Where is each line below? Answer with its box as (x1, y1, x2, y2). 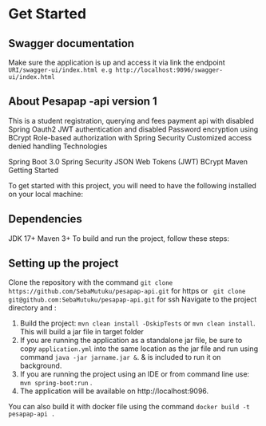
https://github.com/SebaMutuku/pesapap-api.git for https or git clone (8, 286, 246, 296)
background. (19, 361, 62, 371)
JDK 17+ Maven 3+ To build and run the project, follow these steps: (8, 233, 230, 243)
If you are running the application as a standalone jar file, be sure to (19, 336, 243, 345)
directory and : (8, 303, 57, 313)
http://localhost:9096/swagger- (115, 66, 224, 74)
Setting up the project (8, 257, 119, 270)
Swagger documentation (8, 37, 134, 50)
